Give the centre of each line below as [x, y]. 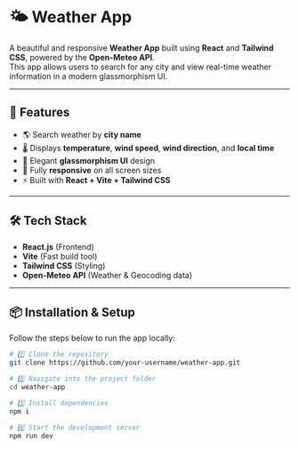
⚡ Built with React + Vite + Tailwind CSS [96, 180]
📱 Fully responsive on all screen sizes [92, 170]
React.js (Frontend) [58, 246]
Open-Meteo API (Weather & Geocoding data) [107, 275]
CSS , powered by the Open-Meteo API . [82, 57]
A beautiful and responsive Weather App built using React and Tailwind [141, 48]
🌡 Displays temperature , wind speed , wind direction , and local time [148, 148]
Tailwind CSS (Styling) [64, 265]
